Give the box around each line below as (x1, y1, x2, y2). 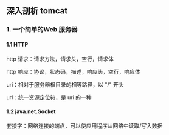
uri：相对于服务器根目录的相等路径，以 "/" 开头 (6, 81, 125, 88)
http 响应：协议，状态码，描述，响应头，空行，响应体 (6, 68, 140, 75)
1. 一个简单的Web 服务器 (6, 25, 78, 34)
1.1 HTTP (6, 41, 29, 48)
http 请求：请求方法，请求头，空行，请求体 (6, 55, 114, 62)
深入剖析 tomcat (6, 5, 68, 16)
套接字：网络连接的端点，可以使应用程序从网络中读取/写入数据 (6, 122, 163, 129)
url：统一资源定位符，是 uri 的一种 (6, 93, 92, 101)
